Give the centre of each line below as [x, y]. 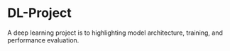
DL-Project [40, 13]
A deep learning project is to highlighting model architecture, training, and [115, 33]
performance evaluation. [43, 40]
